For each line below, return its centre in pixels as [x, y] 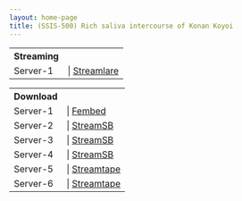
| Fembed [87, 111]
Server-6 [33, 183]
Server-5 [33, 169]
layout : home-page [43, 17]
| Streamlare [93, 71]
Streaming [37, 56]
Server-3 [33, 139]
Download [36, 96]
